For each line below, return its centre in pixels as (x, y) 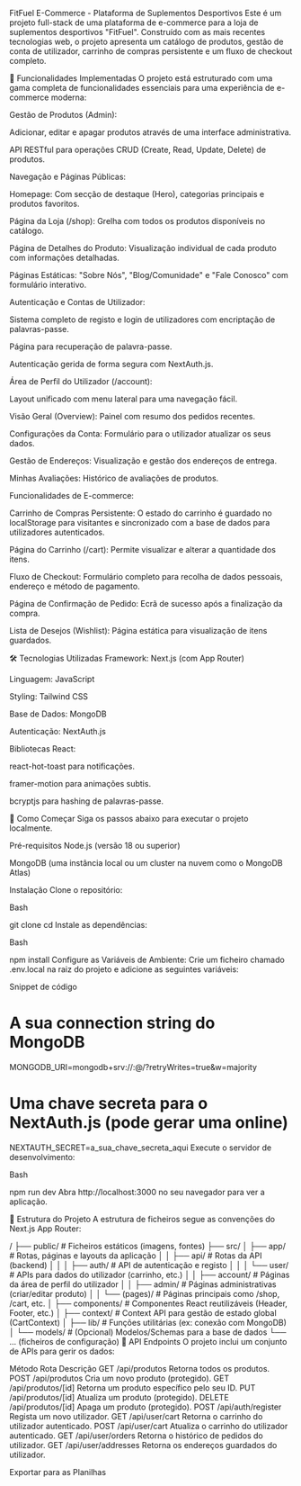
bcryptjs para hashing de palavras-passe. (87, 801)
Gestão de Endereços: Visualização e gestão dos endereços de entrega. (143, 461)
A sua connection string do (112, 1023)
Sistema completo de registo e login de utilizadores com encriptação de (142, 320)
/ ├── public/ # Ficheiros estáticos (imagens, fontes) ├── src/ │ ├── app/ (147, 1246)
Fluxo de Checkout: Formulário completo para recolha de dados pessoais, (146, 576)
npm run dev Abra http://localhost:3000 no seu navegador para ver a (137, 1192)
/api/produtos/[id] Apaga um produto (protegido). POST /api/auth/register (146, 1407)
